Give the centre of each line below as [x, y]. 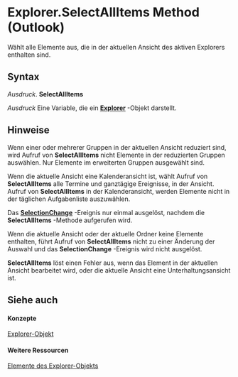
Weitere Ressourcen [38, 350]
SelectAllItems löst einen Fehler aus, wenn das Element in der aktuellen [113, 263]
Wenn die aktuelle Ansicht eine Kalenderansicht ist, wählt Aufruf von [108, 176]
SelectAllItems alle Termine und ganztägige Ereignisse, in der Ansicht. [111, 184]
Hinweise [28, 130]
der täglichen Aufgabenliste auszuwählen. [69, 199]
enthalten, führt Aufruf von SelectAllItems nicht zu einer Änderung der [111, 241]
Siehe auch [33, 300]
